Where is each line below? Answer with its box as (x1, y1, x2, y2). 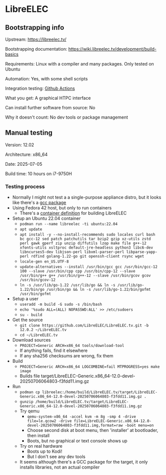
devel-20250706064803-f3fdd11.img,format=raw (27, 423, 123, 428)
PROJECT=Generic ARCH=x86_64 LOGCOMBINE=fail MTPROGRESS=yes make (19, 364, 160, 369)
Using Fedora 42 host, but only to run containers (12, 205, 112, 211)
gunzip (19, 400, 34, 405)
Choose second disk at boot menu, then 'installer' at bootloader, (27, 427, 159, 433)
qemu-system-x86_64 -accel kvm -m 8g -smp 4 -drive (27, 414, 136, 419)
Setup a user (12, 296, 39, 302)
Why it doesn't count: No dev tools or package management (5, 114, 128, 120)
